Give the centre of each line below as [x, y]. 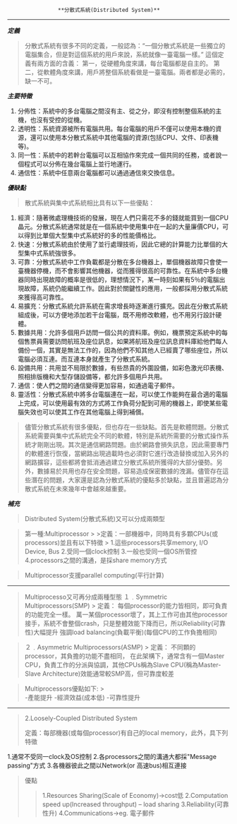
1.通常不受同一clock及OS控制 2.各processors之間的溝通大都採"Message [112, 757]
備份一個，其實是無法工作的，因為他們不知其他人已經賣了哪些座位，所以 [122, 350]
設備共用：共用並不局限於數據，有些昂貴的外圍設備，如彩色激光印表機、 [122, 368]
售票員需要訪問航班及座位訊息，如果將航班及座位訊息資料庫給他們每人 [126, 341]
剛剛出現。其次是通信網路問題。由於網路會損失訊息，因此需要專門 [133, 444]
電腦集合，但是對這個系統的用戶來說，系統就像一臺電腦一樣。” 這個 [121, 54]
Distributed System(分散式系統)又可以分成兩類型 [95, 519]
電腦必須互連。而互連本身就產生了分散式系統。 [85, 359]
